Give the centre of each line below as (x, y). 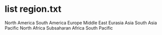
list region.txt (33, 9)
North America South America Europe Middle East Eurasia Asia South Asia (81, 23)
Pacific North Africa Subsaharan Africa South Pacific (59, 28)
